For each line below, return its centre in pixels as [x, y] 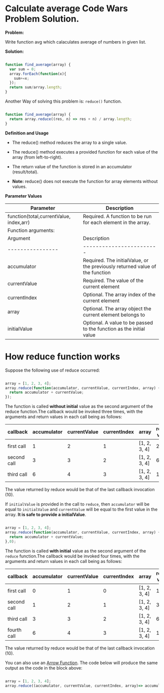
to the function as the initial [114, 329]
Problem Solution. [42, 19]
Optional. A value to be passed [118, 322]
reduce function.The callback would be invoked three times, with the [74, 412]
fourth [15, 630]
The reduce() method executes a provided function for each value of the [85, 152]
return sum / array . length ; [36, 88]
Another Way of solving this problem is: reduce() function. [63, 101]
